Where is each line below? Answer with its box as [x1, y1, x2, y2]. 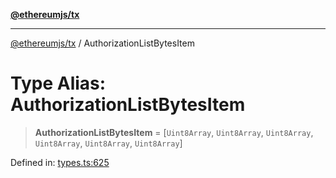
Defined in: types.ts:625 [10, 156, 110, 168]
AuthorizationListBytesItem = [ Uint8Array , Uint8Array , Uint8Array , [34, 126, 314, 138]
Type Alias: [10, 72, 107, 95]
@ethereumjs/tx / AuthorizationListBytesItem [10, 37, 195, 49]
